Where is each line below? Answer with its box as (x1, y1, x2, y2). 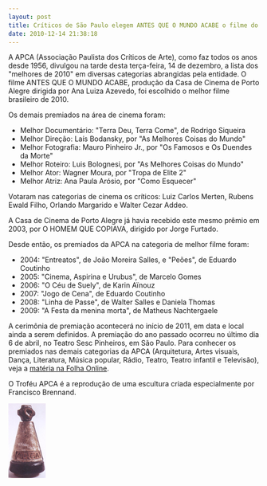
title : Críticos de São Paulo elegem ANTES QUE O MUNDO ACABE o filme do (8, 21, 259, 29)
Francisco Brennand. (8, 387, 77, 398)
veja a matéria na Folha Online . (8, 363, 109, 374)
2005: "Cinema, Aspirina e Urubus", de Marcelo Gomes (19, 272, 202, 282)
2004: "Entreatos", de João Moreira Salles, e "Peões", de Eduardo (19, 255, 237, 265)
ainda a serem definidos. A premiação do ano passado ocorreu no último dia (8, 330, 260, 339)
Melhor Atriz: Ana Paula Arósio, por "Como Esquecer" (19, 176, 197, 186)
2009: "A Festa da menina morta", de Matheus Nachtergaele (19, 306, 218, 316)
